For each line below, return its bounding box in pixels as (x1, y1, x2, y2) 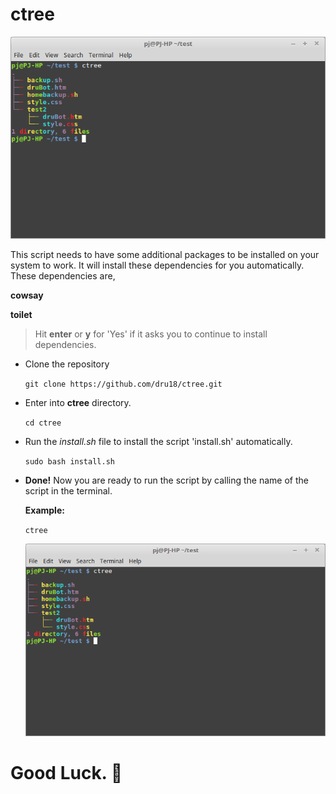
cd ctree (24, 418, 62, 428)
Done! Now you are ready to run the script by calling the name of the (24, 474, 309, 487)
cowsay (10, 289, 44, 302)
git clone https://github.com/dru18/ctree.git (24, 379, 223, 390)
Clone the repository (24, 358, 110, 370)
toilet (10, 309, 33, 321)
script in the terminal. (24, 485, 113, 497)
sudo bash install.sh (24, 457, 115, 467)
